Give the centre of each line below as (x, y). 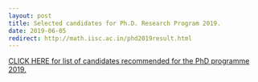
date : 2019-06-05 (37, 31)
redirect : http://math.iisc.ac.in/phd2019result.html (100, 38)
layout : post (30, 16)
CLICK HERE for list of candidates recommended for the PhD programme (129, 61)
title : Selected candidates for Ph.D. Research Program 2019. (115, 23)
